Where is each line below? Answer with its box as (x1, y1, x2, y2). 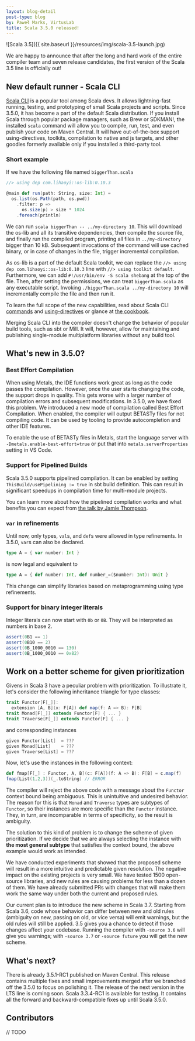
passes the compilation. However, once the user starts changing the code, (6, 386, 185, 393)
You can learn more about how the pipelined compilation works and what (6, 498, 182, 505)
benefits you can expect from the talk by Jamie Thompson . (6, 504, 148, 511)
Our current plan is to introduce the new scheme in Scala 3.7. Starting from (6, 902, 186, 909)
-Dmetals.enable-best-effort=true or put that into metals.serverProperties (6, 440, 189, 448)
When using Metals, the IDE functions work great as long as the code (6, 379, 173, 386)
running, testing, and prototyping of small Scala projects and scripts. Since (6, 104, 186, 111)
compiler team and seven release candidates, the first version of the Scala (6, 59, 185, 66)
